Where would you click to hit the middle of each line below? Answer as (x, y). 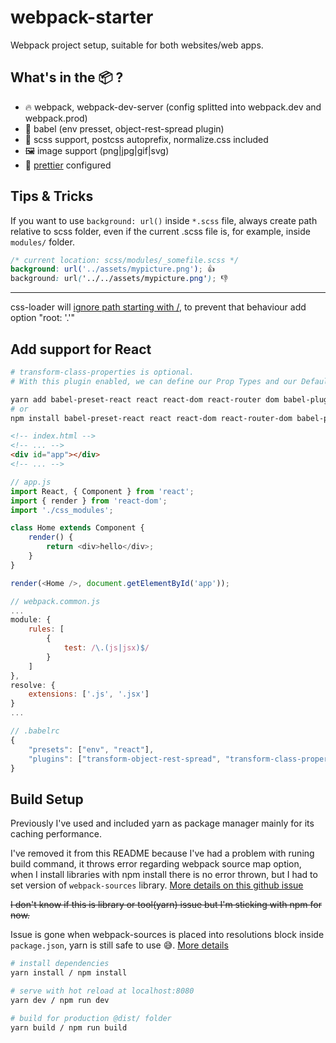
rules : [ (46, 629)
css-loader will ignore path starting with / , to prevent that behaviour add (158, 307)
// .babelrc (35, 731)
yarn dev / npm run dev (60, 1000)
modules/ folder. (42, 242)
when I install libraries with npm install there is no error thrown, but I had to (164, 875)
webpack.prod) (56, 118)
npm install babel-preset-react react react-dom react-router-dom (151, 418)
